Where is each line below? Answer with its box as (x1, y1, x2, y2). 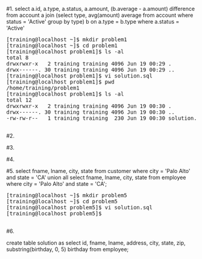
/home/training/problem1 (6, 85, 80, 91)
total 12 (6, 97, 32, 103)
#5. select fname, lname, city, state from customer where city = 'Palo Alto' (6, 168, 191, 174)
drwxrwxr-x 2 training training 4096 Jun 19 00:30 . (6, 103, 172, 110)
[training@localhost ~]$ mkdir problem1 (6, 36, 128, 43)
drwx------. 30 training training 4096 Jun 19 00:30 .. (6, 109, 175, 116)
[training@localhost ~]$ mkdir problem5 (6, 192, 128, 198)
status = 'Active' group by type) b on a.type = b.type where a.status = (6, 18, 180, 25)
